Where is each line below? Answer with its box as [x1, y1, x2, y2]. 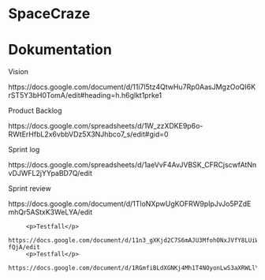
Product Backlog [8, 106, 62, 115]
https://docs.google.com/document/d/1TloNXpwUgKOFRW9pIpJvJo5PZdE [8, 199, 252, 209]
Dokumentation [8, 41, 112, 59]
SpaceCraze [8, 5, 91, 23]
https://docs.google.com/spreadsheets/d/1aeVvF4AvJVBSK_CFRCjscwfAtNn [8, 160, 257, 170]
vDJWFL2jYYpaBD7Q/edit [8, 169, 93, 178]
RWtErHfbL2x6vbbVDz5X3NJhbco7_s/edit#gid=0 [8, 129, 169, 139]
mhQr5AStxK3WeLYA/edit [8, 207, 93, 217]
